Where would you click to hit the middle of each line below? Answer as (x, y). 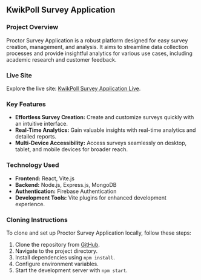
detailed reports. (36, 137)
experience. (30, 204)
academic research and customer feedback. (61, 59)
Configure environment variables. (57, 264)
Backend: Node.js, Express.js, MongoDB (66, 184)
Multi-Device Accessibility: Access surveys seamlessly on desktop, (101, 143)
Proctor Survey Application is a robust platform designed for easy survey (97, 40)
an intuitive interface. (41, 124)
